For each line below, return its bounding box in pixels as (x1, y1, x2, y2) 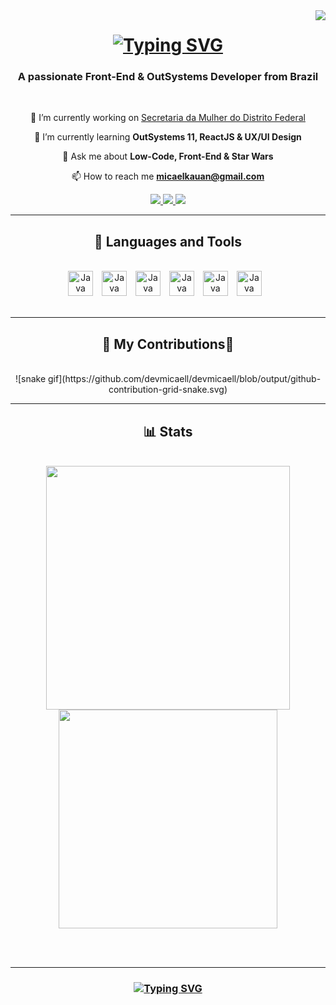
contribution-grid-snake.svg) (108, 384, 228, 396)
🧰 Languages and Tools (93, 233, 242, 250)
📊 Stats (143, 423, 193, 440)
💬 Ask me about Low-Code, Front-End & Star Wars (62, 150, 274, 163)
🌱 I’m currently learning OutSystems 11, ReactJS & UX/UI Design (34, 131, 302, 143)
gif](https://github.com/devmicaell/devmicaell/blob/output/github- (48, 373, 322, 385)
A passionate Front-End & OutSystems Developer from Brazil (17, 70, 319, 84)
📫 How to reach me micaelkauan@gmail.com (71, 170, 265, 183)
